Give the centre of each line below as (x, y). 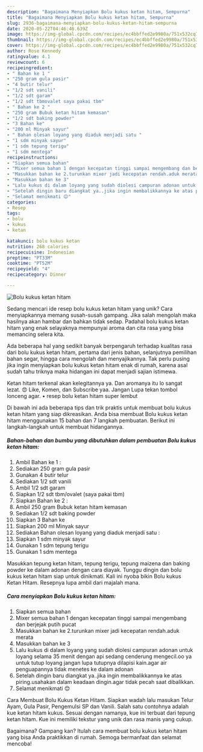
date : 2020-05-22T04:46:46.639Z (47, 29)
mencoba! (19, 744)
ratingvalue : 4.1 (29, 57)
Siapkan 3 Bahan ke (40, 520)
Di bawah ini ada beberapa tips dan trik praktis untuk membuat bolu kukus (99, 408)
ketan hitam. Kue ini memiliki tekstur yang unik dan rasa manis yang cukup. (100, 719)
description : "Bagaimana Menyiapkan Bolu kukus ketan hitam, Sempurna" (98, 12)
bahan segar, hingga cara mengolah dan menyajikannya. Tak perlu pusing (98, 358)
